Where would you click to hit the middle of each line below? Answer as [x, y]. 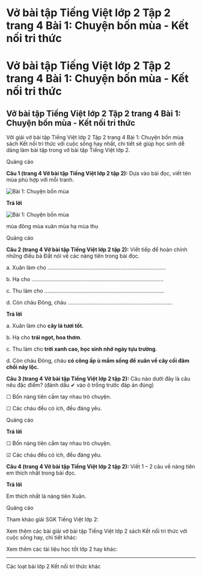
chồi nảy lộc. [23, 367]
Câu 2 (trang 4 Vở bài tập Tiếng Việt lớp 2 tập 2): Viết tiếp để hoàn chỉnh [97, 250]
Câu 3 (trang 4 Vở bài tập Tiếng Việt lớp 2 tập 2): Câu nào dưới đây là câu [98, 379]
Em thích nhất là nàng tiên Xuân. [46, 496]
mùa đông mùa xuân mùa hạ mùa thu [52, 226]
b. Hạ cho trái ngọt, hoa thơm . [44, 338]
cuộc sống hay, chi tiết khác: [42, 538]
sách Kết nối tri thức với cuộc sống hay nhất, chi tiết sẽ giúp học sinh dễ [96, 144]
